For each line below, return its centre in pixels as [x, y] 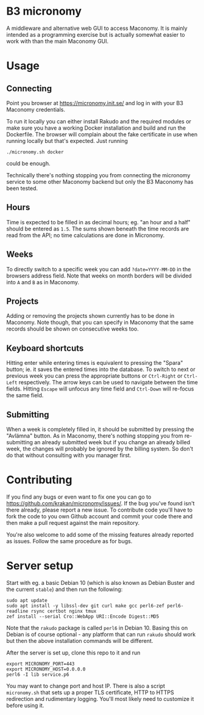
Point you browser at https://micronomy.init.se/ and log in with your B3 [95, 103]
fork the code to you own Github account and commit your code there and [100, 516]
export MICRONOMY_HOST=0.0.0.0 [46, 669]
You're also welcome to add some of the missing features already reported [100, 534]
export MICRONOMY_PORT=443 [40, 664]
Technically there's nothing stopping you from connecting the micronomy [98, 175]
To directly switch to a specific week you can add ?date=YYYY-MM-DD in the [99, 269]
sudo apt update [27, 600]
